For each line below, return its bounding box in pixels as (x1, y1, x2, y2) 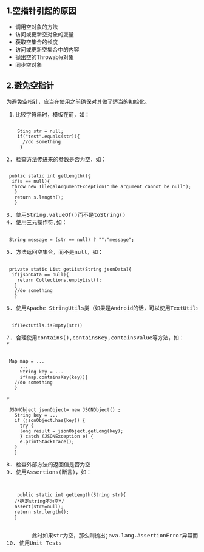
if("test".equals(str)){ (17, 133, 80, 140)
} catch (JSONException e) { (19, 433, 94, 439)
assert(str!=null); (14, 503, 64, 509)
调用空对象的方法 (15, 23, 58, 30)
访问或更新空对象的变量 (15, 30, 74, 38)
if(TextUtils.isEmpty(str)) (12, 322, 83, 329)
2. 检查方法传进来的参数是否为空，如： (6, 155, 107, 163)
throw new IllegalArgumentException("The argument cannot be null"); (12, 183, 191, 189)
